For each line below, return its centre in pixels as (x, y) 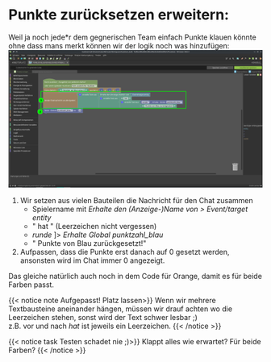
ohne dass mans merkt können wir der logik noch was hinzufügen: (119, 45)
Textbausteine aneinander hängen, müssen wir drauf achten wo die (120, 309)
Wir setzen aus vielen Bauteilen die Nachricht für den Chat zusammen (136, 200)
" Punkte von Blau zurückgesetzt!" (89, 243)
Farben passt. (31, 285)
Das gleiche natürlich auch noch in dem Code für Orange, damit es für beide (135, 276)
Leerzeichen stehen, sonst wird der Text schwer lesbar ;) (103, 317)
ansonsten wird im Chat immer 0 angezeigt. (92, 260)
